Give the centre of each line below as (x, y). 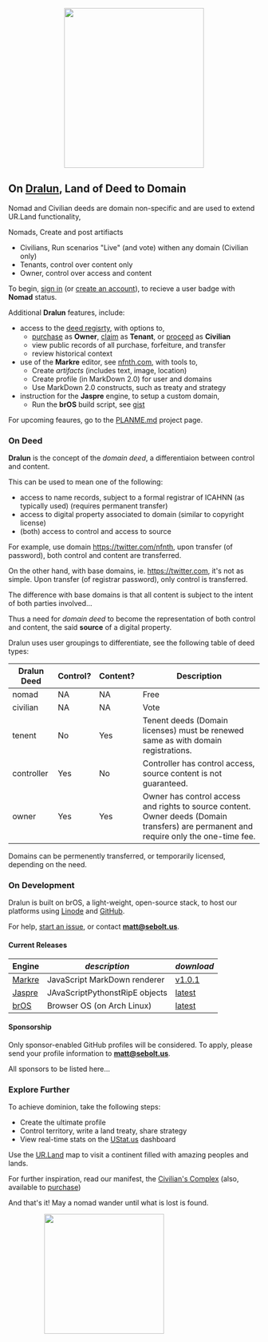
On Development (41, 886)
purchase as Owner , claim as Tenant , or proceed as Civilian (131, 336)
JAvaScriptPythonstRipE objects (107, 993)
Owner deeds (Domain (185, 817)
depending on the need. (48, 865)
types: (19, 651)
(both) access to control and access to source (95, 532)
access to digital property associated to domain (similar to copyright (132, 515)
